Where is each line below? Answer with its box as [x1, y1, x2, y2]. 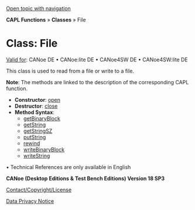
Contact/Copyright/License [6, 186, 72, 193]
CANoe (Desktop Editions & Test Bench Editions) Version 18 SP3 [6, 175, 165, 182]
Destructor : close [14, 102, 58, 109]
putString [23, 133, 46, 140]
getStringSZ [23, 127, 53, 134]
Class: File [6, 37, 58, 50]
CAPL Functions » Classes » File [6, 16, 86, 23]
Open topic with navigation [6, 5, 71, 12]
